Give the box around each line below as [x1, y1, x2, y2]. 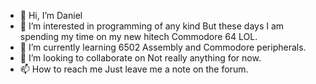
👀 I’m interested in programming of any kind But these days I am [19, 20, 285, 32]
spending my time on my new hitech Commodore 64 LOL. [19, 31, 258, 42]
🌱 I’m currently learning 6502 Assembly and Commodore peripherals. [19, 41, 307, 53]
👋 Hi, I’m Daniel [19, 10, 83, 21]
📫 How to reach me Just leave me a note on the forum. [19, 63, 249, 75]
